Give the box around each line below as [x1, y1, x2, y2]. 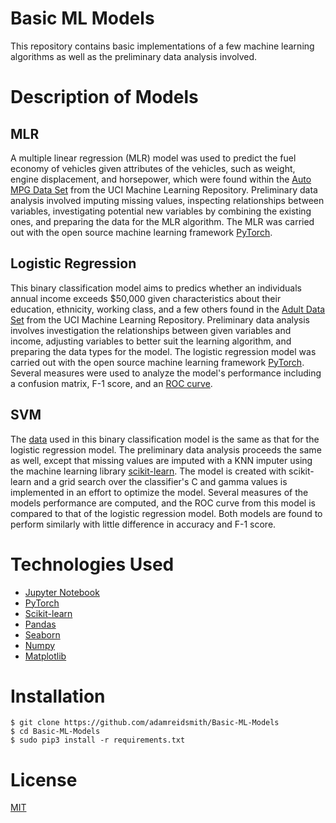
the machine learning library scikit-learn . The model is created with [10, 465, 287, 477]
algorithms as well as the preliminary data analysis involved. [10, 50, 258, 62]
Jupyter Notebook [24, 586, 100, 598]
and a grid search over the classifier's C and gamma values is [33, 475, 288, 487]
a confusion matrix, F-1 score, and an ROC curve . [10, 377, 213, 389]
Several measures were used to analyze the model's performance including [10, 367, 322, 379]
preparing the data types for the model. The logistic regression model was [10, 345, 317, 357]
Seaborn [24, 628, 61, 641]
